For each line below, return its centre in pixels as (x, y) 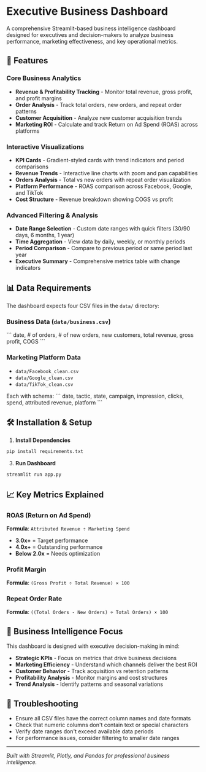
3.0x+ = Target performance (51, 540)
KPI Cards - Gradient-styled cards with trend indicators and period (100, 160)
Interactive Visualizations (45, 147)
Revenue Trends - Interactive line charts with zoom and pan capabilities (106, 173)
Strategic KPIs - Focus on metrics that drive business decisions (96, 658)
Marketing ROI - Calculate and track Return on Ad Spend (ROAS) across (106, 124)
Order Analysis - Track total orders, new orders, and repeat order (98, 104)
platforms (27, 131)
